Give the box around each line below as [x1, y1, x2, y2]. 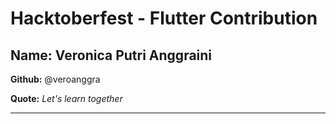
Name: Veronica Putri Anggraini [10, 47, 213, 64]
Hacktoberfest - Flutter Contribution [10, 7, 318, 30]
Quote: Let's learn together [10, 93, 123, 104]
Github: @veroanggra [10, 73, 101, 85]
